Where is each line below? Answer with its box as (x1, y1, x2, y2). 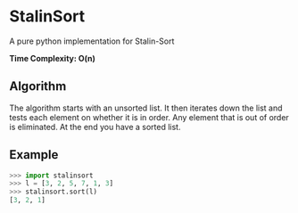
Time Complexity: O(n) (9, 53, 96, 63)
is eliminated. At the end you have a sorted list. (9, 121, 181, 132)
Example (9, 147, 59, 162)
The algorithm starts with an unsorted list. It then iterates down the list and (9, 102, 283, 113)
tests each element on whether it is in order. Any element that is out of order (9, 111, 290, 122)
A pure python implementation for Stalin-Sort (9, 36, 175, 46)
